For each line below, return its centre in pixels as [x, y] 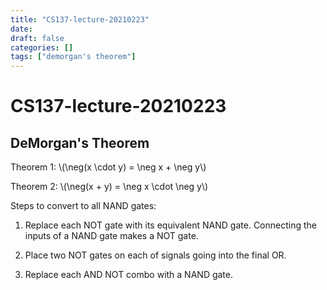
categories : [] [42, 47]
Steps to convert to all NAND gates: [83, 206]
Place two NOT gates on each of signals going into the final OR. [155, 255]
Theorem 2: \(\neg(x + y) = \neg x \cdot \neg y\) [109, 187]
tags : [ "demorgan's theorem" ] [73, 57]
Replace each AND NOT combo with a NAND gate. [129, 275]
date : [21, 29]
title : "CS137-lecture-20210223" [80, 19]
